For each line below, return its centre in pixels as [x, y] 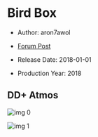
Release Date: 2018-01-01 [55, 59]
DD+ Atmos [33, 95]
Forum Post [34, 46]
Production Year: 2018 [49, 73]
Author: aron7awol [44, 32]
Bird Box [32, 13]
